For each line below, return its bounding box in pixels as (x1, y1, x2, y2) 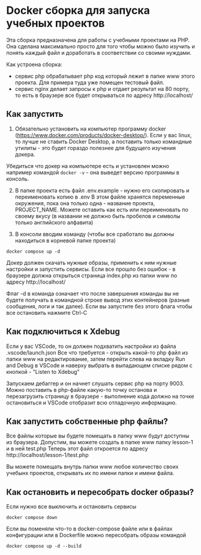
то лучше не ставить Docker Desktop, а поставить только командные (14, 138, 192, 145)
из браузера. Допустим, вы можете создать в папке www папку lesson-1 (6, 439, 193, 446)
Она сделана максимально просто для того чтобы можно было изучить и (6, 43, 195, 50)
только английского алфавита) (14, 219, 94, 226)
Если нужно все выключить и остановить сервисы (6, 503, 137, 510)
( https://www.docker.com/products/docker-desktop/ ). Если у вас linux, (14, 131, 192, 138)
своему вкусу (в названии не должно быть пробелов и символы (14, 212, 181, 220)
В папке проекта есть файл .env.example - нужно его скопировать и (14, 187, 190, 194)
